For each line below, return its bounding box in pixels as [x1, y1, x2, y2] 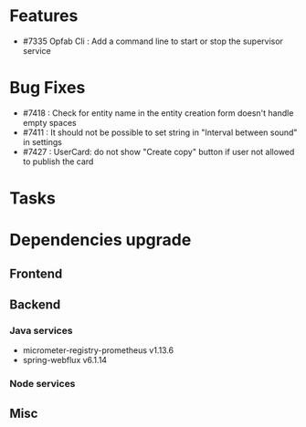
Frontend [9, 266, 63, 281]
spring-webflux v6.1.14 [22, 355, 108, 366]
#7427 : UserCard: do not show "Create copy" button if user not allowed [22, 146, 295, 157]
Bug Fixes [9, 78, 86, 99]
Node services [9, 378, 76, 391]
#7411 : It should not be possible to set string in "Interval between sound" [22, 127, 298, 138]
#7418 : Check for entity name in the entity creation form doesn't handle [22, 107, 294, 119]
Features [9, 5, 79, 26]
